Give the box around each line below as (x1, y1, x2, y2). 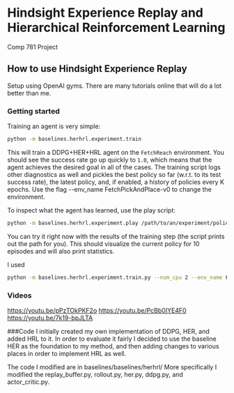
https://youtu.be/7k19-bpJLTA (7, 314, 93, 322)
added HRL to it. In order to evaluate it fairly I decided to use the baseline (7, 334, 217, 343)
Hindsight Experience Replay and (7, 5, 204, 21)
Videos (7, 291, 32, 300)
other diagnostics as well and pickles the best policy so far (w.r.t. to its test (7, 170, 221, 178)
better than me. (7, 88, 52, 97)
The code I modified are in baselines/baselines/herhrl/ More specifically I (7, 362, 217, 371)
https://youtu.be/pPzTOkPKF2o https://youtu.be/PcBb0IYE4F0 (7, 306, 187, 314)
